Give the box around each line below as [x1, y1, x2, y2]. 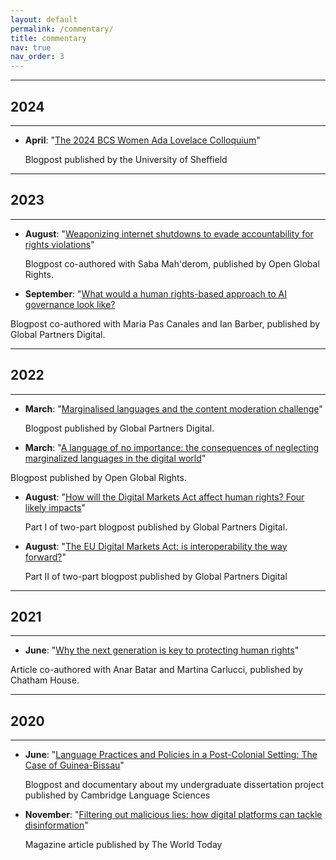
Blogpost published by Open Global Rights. [10, 471, 187, 483]
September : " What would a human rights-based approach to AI [24, 287, 287, 300]
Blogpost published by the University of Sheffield [24, 153, 228, 165]
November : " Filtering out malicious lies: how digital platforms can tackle [24, 809, 323, 821]
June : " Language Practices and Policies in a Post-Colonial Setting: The [24, 749, 318, 761]
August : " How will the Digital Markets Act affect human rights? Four [24, 491, 305, 503]
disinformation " [24, 819, 89, 831]
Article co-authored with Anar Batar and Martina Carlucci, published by [10, 664, 303, 676]
